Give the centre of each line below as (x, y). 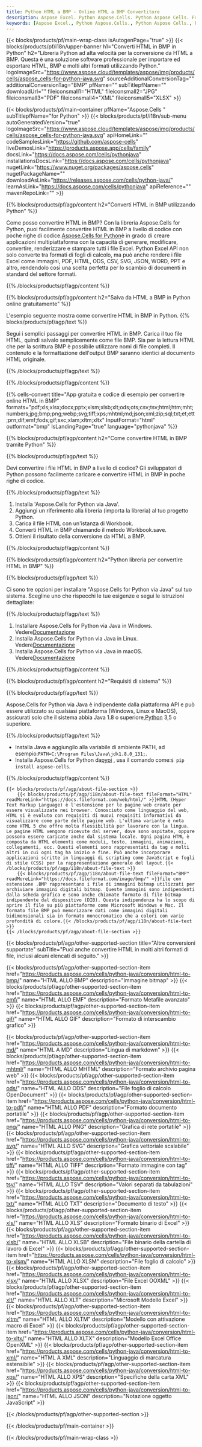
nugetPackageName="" (36, 174)
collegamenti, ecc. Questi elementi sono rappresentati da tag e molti (98, 848)
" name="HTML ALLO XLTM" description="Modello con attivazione (102, 1319)
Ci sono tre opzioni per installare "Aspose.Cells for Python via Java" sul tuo (99, 590)
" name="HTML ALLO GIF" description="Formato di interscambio (95, 1019)
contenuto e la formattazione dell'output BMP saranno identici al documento (101, 353)
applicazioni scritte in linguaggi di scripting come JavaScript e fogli (101, 858)
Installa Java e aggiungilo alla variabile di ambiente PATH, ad (90, 747)
